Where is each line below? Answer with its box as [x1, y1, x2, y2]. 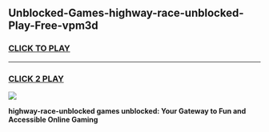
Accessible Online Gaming [8, 114, 98, 124]
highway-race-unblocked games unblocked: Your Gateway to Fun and [8, 106, 247, 115]
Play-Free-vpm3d [8, 19, 98, 33]
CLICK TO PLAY [8, 43, 70, 54]
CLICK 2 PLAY [8, 73, 64, 84]
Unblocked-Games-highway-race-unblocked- [8, 6, 244, 20]
